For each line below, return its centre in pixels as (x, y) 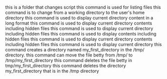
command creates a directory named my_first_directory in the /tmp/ (75, 50)
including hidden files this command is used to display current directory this (83, 44)
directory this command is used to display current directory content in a (79, 18)
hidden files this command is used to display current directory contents (79, 39)
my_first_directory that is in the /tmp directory (52, 71)
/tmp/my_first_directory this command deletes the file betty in (69, 60)
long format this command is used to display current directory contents (79, 23)
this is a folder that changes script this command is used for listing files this (83, 7)
